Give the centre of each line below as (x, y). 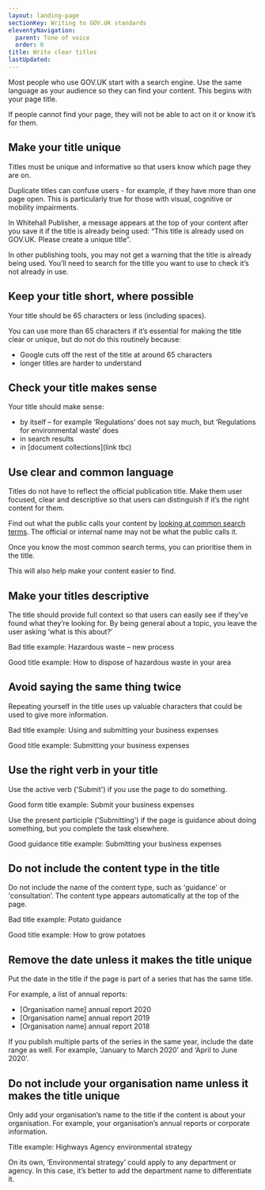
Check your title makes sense (83, 387)
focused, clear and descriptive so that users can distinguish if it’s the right (129, 500)
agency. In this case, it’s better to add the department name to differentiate (130, 1171)
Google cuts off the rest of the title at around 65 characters (116, 354)
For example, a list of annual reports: (68, 995)
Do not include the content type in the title (114, 868)
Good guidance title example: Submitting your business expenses (115, 843)
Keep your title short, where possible (101, 296)
